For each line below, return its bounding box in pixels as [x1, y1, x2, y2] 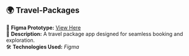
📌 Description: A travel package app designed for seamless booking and [6, 30, 184, 37]
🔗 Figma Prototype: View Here [6, 24, 81, 31]
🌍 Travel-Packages [6, 5, 80, 15]
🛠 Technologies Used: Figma [6, 43, 79, 50]
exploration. [6, 37, 35, 44]
